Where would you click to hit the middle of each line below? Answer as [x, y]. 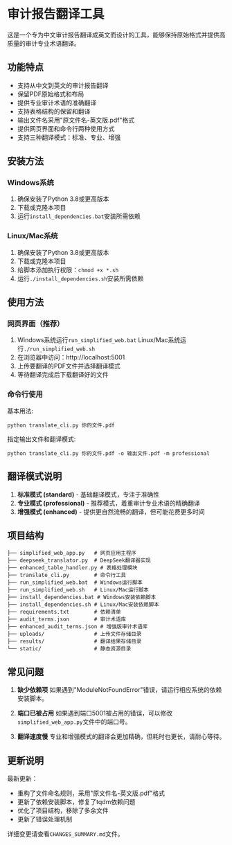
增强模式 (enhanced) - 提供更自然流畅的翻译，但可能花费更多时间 [111, 512]
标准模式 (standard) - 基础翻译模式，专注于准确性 [88, 494]
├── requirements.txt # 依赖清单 [64, 612]
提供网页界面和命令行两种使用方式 [66, 128]
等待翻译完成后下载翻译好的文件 [63, 375]
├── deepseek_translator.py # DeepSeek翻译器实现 [79, 561]
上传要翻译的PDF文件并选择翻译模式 [69, 366]
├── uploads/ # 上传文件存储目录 [74, 634]
